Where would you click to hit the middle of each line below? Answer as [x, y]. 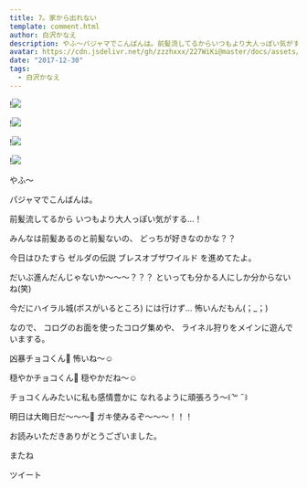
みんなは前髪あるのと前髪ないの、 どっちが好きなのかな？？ [122, 238]
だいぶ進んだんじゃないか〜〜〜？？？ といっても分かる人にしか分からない [150, 277]
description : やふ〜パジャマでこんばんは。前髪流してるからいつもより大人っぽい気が [152, 43]
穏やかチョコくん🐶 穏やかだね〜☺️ [74, 377]
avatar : [24, 52]
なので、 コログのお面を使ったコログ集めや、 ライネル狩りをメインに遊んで [152, 327]
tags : [20, 69]
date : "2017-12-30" [47, 60]
